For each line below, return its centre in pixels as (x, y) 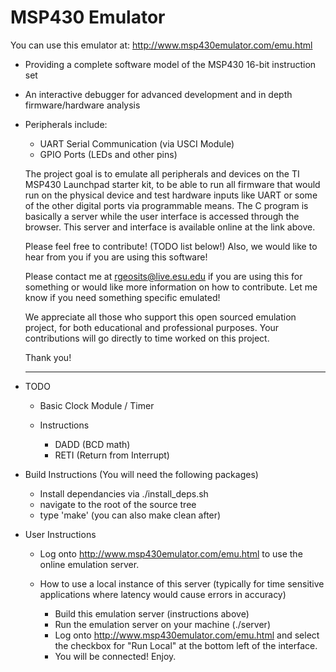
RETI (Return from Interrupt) (112, 455)
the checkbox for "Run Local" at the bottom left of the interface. (186, 645)
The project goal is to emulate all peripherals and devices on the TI (162, 173)
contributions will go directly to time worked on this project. (147, 338)
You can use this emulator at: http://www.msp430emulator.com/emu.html (161, 45)
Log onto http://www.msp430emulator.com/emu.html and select (187, 635)
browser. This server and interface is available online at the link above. (170, 227)
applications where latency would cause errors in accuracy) (163, 594)
